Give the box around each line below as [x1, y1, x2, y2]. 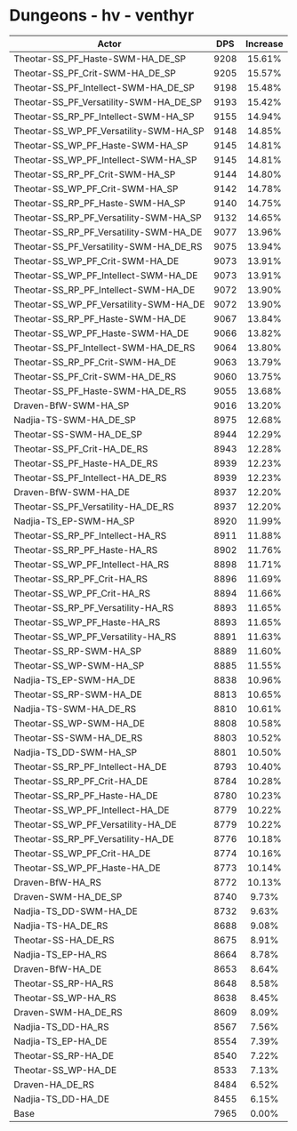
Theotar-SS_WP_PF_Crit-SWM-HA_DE [13, 254, 180, 267]
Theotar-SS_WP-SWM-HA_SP [13, 659, 145, 671]
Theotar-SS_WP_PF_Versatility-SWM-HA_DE [13, 298, 205, 310]
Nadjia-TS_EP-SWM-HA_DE [13, 673, 136, 686]
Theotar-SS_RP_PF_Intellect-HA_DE [13, 760, 167, 773]
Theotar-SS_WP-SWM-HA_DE [13, 717, 145, 729]
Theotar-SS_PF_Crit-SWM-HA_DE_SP [13, 67, 176, 79]
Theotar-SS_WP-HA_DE [13, 1063, 117, 1076]
